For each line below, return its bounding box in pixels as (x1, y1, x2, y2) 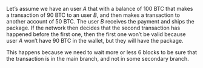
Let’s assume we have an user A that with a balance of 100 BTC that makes (6, 5, 193, 12)
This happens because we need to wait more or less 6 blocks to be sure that (6, 49, 198, 56)
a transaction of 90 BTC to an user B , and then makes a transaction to (6, 11, 181, 19)
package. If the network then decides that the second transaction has (6, 24, 181, 31)
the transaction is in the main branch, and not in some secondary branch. (6, 55, 189, 62)
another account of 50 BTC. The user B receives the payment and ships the (6, 18, 195, 25)
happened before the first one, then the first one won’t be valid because (6, 31, 186, 38)
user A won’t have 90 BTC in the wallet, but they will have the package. (6, 37, 184, 44)
